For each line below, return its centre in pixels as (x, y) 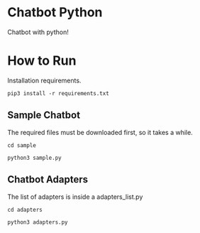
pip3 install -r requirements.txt (59, 93)
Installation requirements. (44, 80)
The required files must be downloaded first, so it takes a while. (100, 132)
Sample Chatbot (44, 115)
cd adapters (25, 210)
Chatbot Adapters (48, 179)
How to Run (42, 61)
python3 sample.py (34, 158)
